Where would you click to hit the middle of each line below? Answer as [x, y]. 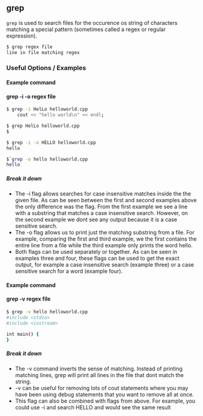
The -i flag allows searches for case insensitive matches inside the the [103, 194]
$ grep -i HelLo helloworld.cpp [47, 109]
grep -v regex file [28, 299]
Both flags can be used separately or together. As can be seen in [96, 252]
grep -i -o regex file [31, 96]
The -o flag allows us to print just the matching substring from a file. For [105, 233]
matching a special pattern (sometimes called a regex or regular [86, 29]
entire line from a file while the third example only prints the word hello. [104, 245]
